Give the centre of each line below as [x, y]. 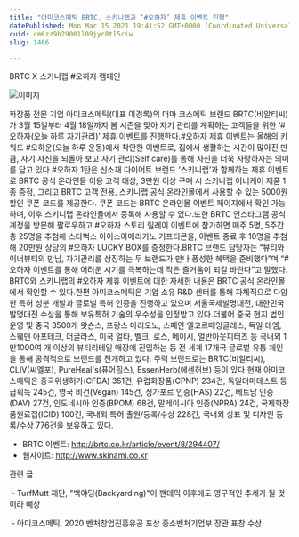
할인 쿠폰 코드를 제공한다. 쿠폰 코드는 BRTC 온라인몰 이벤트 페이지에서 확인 [139, 203]
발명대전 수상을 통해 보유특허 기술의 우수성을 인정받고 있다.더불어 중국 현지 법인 [147, 314]
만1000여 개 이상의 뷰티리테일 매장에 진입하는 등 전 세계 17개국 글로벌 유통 [138, 348]
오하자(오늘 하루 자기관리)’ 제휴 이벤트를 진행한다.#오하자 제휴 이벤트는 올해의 [144, 136]
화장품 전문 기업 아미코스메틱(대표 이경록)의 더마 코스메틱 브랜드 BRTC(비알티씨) [149, 114]
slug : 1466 [29, 42]
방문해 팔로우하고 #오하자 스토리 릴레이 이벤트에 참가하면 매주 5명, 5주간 [158, 225]
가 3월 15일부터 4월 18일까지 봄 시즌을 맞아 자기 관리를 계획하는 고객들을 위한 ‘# [148, 125]
